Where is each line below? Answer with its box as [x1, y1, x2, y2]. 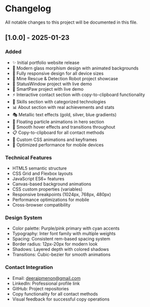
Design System [5, 214, 42, 221]
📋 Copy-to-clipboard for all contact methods [12, 129, 105, 136]
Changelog [5, 3, 51, 14]
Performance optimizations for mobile [12, 197, 90, 203]
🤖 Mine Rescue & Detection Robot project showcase [12, 75, 118, 81]
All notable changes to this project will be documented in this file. [5, 19, 138, 25]
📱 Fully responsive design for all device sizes [12, 70, 104, 76]
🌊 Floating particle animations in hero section [12, 119, 105, 125]
